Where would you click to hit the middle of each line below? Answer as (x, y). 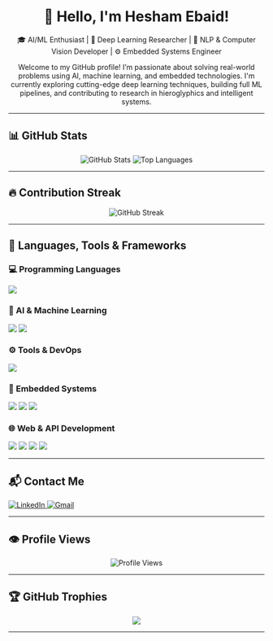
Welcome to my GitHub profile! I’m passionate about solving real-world (136, 67)
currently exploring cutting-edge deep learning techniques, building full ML (136, 84)
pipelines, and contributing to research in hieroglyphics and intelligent (136, 93)
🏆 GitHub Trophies (58, 597)
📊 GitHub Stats (48, 136)
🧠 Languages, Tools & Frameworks (97, 245)
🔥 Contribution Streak (65, 193)
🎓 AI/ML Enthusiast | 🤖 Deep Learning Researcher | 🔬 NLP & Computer (136, 39)
